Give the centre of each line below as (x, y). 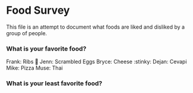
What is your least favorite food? (54, 83)
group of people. (27, 33)
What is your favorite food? (46, 48)
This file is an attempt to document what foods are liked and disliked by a (96, 27)
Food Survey (38, 10)
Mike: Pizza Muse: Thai (35, 68)
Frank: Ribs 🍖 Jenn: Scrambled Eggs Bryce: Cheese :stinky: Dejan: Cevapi (96, 62)
